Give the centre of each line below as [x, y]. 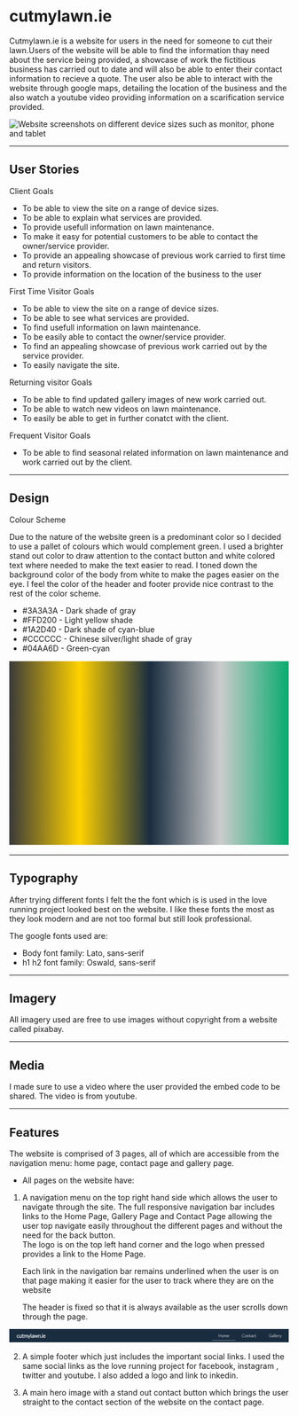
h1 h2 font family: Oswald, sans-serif [89, 962]
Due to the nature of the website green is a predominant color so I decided [145, 536]
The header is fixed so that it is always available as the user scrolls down [155, 1307]
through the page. [55, 1317]
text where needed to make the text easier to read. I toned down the [133, 565]
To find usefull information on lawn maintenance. [111, 327]
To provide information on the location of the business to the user [141, 274]
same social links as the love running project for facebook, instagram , [150, 1365]
